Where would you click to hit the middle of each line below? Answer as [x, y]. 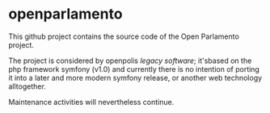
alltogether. [27, 86]
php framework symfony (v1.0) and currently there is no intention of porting [134, 69]
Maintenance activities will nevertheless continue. [91, 102]
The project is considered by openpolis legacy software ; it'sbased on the [130, 61]
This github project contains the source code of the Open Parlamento [124, 36]
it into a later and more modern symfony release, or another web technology [135, 77]
